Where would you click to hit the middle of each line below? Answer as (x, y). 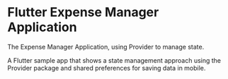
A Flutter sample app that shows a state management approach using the (114, 60)
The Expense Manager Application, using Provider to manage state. (106, 47)
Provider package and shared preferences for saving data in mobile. (107, 68)
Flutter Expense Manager (83, 12)
